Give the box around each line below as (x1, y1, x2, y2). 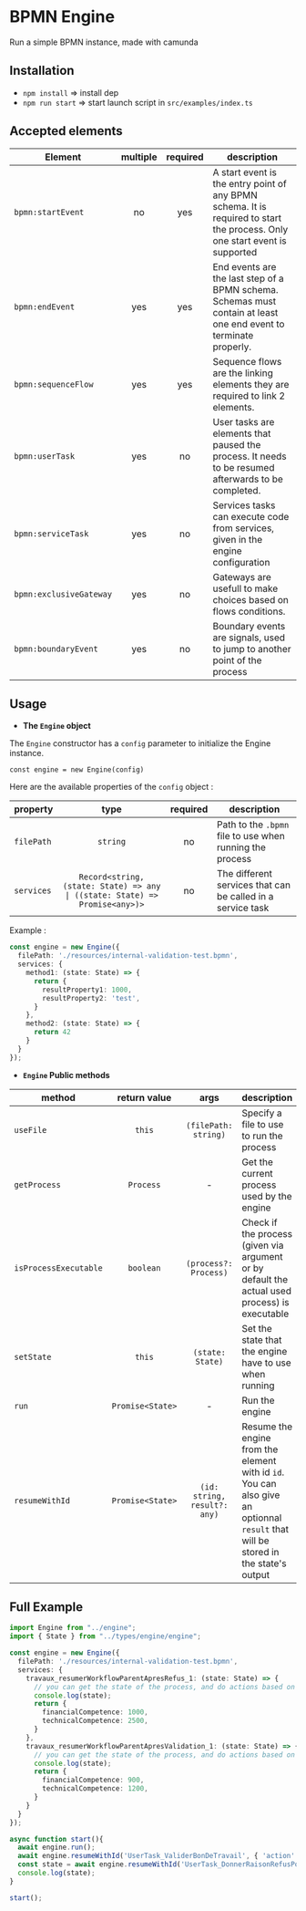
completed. (212, 483, 261, 496)
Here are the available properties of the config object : (9, 782, 214, 793)
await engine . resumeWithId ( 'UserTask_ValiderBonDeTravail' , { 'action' (17, 1852, 296, 1861)
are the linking (212, 367, 273, 379)
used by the (240, 1189, 293, 1202)
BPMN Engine (9, 6, 116, 27)
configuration (212, 556, 270, 568)
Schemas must (212, 295, 277, 307)
